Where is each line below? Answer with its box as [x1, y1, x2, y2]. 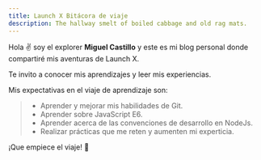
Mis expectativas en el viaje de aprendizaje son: [8, 85, 168, 95]
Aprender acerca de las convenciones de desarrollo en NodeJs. [40, 118, 253, 128]
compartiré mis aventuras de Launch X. [8, 53, 140, 63]
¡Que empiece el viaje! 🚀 [8, 142, 90, 152]
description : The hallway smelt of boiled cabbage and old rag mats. [8, 19, 248, 27]
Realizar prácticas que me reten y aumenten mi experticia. [40, 126, 234, 136]
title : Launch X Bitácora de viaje [8, 11, 128, 20]
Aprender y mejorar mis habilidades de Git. [40, 100, 183, 110]
